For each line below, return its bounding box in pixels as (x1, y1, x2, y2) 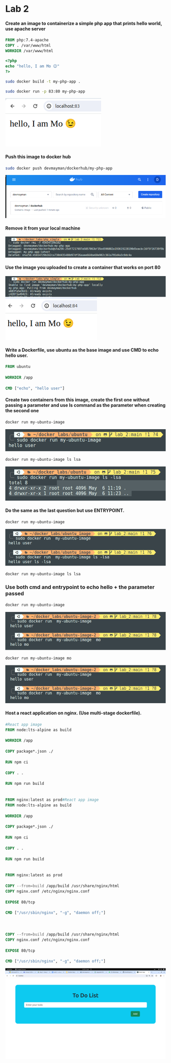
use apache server (5, 26, 46, 32)
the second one (5, 408, 39, 414)
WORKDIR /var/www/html (5, 48, 53, 54)
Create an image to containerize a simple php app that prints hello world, (5, 20, 162, 26)
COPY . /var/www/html (5, 43, 51, 48)
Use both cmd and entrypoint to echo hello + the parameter (5, 584, 155, 591)
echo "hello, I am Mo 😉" (5, 63, 60, 69)
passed (5, 590, 24, 597)
